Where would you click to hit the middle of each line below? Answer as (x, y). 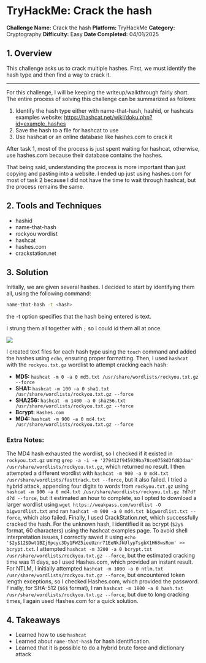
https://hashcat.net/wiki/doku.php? (108, 117)
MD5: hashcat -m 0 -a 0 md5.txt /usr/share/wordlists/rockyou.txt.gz (107, 377)
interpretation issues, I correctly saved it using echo (71, 537)
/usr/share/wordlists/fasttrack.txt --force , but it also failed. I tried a (97, 479)
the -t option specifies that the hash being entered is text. (79, 317)
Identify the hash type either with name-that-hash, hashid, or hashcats (105, 110)
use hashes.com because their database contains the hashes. (85, 155)
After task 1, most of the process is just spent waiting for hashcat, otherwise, (103, 148)
